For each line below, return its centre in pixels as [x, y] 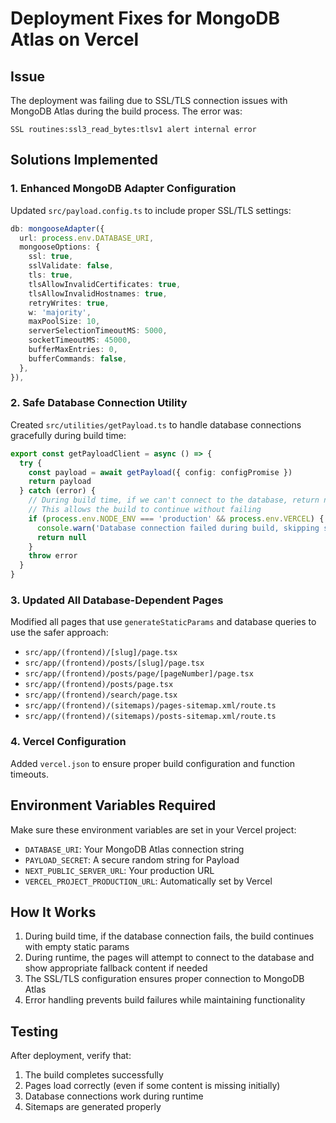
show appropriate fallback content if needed [116, 968]
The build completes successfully [94, 1075]
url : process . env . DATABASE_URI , [87, 238]
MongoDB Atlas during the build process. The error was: [126, 111]
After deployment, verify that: [71, 1056]
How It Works [53, 912]
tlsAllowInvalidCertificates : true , [105, 284]
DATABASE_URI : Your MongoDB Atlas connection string [134, 849]
